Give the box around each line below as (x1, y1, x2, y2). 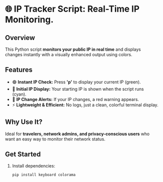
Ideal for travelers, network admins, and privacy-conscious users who (5, 131, 150, 137)
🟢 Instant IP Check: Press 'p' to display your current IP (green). (12, 79, 141, 85)
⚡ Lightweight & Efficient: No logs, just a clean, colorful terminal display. (12, 101, 159, 108)
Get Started (5, 150, 41, 159)
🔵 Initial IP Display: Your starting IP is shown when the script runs (12, 86, 144, 92)
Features (5, 66, 33, 74)
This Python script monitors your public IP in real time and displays (5, 46, 141, 52)
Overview (5, 33, 36, 42)
